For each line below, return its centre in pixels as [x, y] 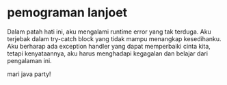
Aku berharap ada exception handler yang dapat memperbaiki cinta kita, [109, 46]
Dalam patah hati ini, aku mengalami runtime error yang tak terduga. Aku [109, 32]
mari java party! [29, 74]
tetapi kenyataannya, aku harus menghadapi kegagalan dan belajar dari [108, 53]
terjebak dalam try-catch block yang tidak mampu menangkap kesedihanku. [114, 38]
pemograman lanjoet [67, 13]
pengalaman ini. [30, 60]
